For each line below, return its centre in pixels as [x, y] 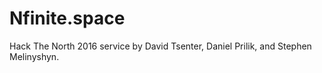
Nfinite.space [67, 18]
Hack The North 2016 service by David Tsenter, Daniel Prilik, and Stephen [160, 46]
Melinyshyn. [34, 56]
